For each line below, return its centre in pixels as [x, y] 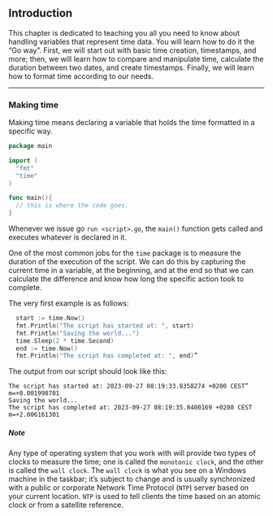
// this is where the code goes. [72, 206]
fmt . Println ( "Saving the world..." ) [78, 333]
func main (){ [30, 198]
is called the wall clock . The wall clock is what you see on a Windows [127, 470]
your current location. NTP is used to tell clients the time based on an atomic [135, 496]
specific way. [30, 131]
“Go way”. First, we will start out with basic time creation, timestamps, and [132, 50]
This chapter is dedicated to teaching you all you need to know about [124, 33]
